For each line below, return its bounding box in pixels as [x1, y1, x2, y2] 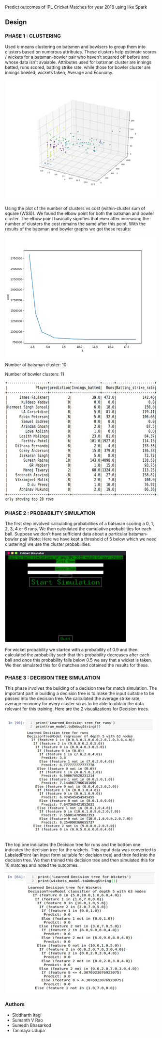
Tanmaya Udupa [12, 1027, 45, 1033]
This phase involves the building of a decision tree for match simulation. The [5, 685, 157, 691]
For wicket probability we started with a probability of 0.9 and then [5, 647, 138, 652]
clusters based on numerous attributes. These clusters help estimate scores [5, 49, 157, 55]
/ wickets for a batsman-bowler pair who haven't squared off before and [5, 54, 149, 60]
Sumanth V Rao [12, 1017, 44, 1023]
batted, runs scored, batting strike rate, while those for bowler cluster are [5, 64, 151, 70]
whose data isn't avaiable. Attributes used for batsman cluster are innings [5, 59, 151, 65]
